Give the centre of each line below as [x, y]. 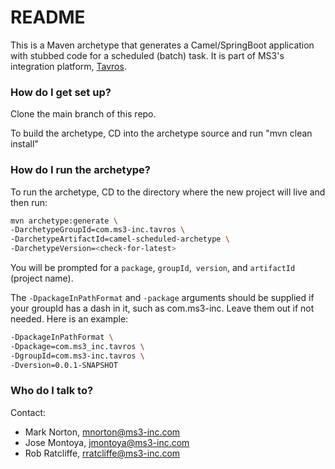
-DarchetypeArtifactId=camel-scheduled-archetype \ [120, 239]
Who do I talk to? [52, 391]
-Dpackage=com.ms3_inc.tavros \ [77, 346]
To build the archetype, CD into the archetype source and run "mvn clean [161, 133]
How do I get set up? [61, 92]
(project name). [42, 278]
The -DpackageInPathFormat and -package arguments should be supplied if [162, 298]
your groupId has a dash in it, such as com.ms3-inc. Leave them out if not [162, 308]
